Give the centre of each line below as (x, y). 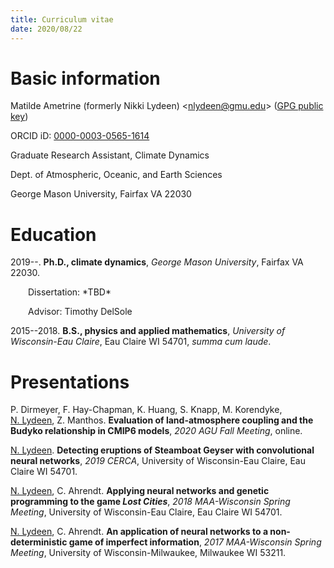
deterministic (39, 542)
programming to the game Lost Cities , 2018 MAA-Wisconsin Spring (150, 502)
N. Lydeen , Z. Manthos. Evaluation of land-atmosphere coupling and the (162, 420)
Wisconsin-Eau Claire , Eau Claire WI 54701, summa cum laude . (141, 342)
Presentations (70, 382)
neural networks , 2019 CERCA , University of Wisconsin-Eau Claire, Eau (158, 461)
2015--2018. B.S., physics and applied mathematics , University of (148, 331)
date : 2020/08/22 (46, 29)
